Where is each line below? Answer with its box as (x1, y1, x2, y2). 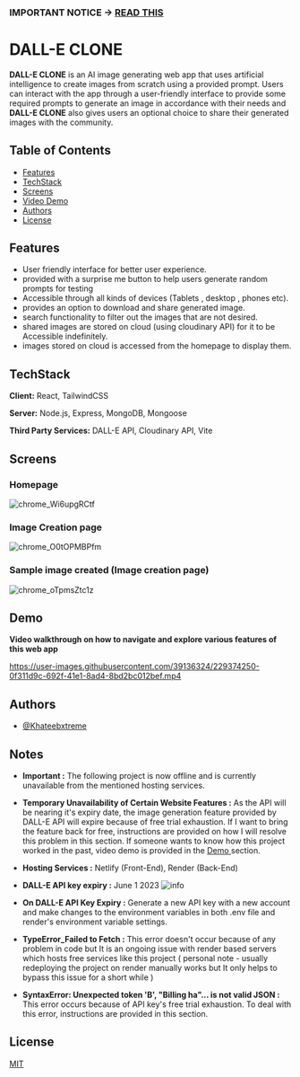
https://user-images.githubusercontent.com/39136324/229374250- (9, 661, 260, 672)
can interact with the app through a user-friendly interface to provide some (9, 88, 287, 99)
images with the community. (9, 117, 114, 128)
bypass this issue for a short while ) (21, 972, 154, 983)
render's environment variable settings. (21, 916, 167, 927)
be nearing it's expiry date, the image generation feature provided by (21, 807, 278, 818)
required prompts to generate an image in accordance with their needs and (9, 97, 287, 109)
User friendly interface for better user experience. (21, 264, 208, 275)
